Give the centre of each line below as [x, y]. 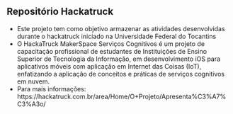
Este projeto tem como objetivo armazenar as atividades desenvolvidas [121, 28]
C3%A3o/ [32, 104]
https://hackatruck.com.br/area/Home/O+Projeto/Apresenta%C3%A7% [121, 96]
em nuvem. [33, 81]
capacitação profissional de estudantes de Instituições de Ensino [112, 51]
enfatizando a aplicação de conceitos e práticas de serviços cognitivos [120, 74]
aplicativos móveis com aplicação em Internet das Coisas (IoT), [109, 66]
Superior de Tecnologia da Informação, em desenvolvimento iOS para [119, 59]
